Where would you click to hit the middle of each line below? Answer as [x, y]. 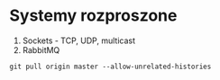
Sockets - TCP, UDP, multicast [79, 40]
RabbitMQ [41, 49]
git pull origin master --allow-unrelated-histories [110, 67]
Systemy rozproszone [93, 16]
